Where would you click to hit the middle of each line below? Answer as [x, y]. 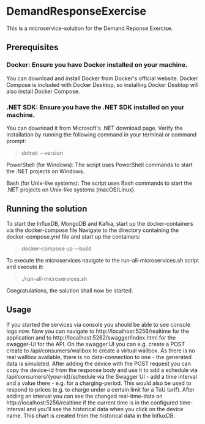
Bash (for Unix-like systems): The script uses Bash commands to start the [99, 183]
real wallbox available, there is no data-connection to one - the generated [99, 357]
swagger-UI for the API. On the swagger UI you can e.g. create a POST [96, 344]
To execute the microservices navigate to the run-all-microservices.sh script [103, 260]
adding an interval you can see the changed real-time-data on [85, 396]
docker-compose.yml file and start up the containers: [73, 236]
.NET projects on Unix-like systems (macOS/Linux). [71, 189]
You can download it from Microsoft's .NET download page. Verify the [95, 128]
